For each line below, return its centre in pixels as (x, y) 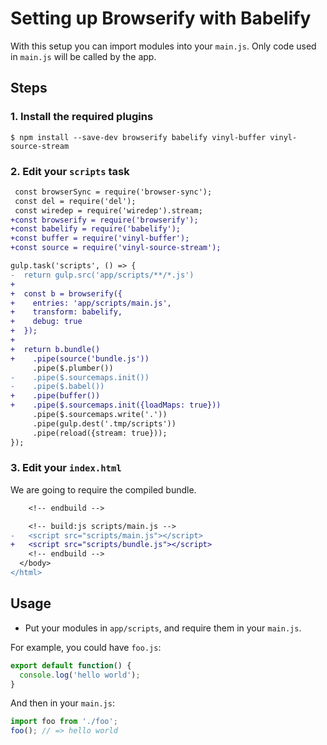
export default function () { (71, 665)
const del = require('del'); (75, 201)
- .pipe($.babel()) (57, 387)
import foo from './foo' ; (64, 722)
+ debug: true (46, 322)
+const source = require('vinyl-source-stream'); (116, 248)
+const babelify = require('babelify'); (96, 229)
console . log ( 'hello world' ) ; (80, 675)
